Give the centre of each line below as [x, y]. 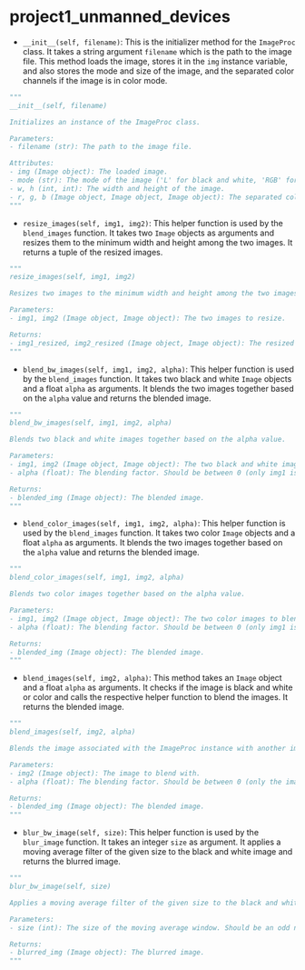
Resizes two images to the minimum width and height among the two [140, 294]
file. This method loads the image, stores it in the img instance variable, [155, 61]
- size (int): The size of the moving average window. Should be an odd [150, 928]
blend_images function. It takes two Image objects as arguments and [148, 233]
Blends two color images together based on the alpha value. [128, 594]
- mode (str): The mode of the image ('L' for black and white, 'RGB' [146, 180]
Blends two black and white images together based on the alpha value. [148, 440]
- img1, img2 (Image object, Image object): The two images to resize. [148, 319]
